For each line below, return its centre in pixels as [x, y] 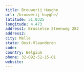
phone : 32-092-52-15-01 [31, 57]
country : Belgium [24, 52]
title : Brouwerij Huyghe [32, 10]
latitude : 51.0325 [25, 19]
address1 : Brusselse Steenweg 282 [42, 29]
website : [15, 62]
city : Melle [18, 39]
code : [11, 48]
